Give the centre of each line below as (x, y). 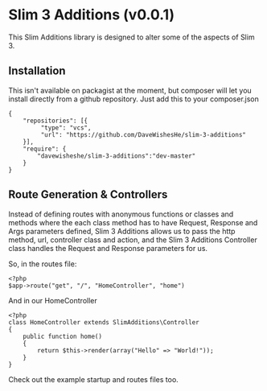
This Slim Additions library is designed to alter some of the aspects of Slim (131, 37)
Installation (37, 71)
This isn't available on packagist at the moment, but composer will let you (130, 90)
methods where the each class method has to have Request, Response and (133, 222)
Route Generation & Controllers (88, 195)
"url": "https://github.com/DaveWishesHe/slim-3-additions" (144, 134)
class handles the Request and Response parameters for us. (108, 248)
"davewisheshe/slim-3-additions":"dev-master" (117, 156)
